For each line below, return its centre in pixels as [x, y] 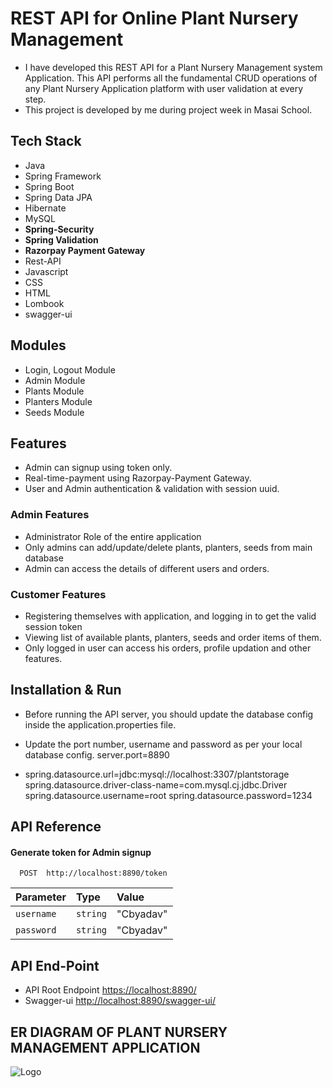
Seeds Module [54, 412]
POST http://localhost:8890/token [93, 873]
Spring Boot [49, 186]
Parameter [41, 897]
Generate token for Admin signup [81, 852]
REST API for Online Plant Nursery [154, 18]
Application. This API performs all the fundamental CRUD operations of [171, 78]
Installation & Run [66, 690]
